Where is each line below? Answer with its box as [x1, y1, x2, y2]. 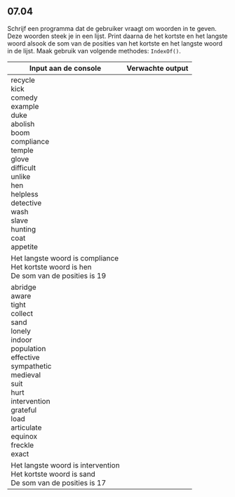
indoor [11, 335, 33, 345]
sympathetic [11, 361, 52, 371]
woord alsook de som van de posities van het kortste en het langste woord [7, 39, 223, 48]
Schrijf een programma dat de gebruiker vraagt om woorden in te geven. [7, 24, 217, 32]
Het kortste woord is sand [11, 469, 96, 479]
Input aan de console [29, 63, 102, 73]
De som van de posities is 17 [11, 477, 107, 487]
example [11, 101, 39, 111]
